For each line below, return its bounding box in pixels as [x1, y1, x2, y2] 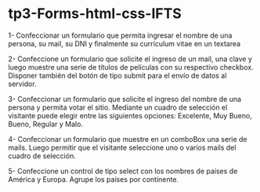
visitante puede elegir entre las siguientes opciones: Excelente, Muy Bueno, [8, 110, 252, 120]
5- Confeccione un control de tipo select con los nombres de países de [8, 166, 238, 176]
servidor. [8, 79, 37, 89]
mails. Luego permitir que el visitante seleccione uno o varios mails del [8, 143, 237, 152]
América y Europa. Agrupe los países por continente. [8, 174, 179, 184]
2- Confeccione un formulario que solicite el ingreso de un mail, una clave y [8, 54, 253, 63]
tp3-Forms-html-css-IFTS [8, 5, 182, 23]
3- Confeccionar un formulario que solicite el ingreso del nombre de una [8, 94, 241, 103]
